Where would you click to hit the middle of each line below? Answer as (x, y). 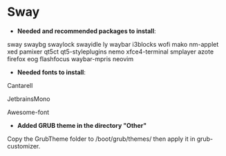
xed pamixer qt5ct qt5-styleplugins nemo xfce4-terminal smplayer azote (111, 52)
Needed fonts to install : (51, 72)
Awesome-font (28, 112)
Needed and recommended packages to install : (86, 31)
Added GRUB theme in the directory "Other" (82, 125)
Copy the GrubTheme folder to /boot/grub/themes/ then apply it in (101, 139)
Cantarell (20, 85)
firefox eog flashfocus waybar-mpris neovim (70, 58)
